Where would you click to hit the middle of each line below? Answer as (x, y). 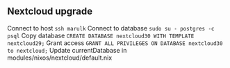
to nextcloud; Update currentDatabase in (67, 50)
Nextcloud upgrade (50, 11)
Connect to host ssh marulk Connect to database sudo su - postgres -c (111, 28)
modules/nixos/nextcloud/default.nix (60, 58)
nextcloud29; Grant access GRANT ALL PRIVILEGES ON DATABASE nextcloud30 (115, 43)
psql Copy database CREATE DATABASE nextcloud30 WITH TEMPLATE (101, 35)
